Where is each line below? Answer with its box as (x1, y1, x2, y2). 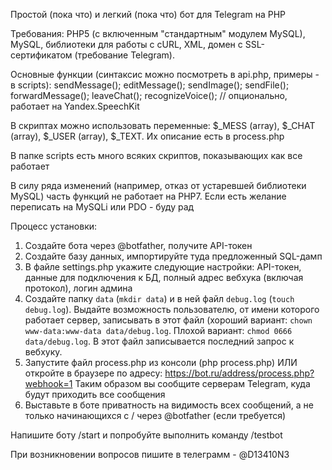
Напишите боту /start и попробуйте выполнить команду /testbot (10, 429, 283, 441)
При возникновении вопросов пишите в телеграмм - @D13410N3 (10, 449, 290, 460)
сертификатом (10, 49, 73, 61)
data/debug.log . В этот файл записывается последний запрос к (24, 335, 295, 347)
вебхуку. (24, 346, 63, 358)
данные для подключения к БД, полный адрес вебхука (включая (24, 272, 304, 283)
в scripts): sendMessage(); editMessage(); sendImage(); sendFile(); (10, 79, 290, 91)
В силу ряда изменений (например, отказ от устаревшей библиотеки (10, 180, 307, 191)
